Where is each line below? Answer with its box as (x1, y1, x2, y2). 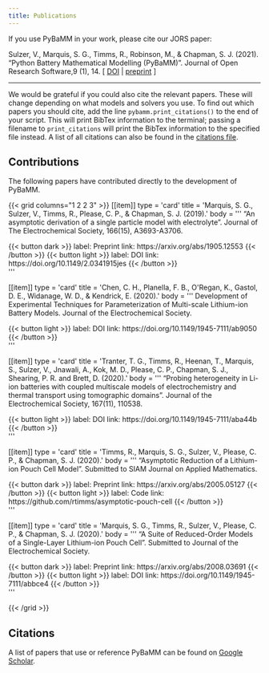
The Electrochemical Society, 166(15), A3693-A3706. (8, 226, 183, 236)
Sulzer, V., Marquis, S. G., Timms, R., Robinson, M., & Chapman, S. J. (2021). (8, 49, 259, 59)
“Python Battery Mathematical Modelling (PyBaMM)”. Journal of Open (8, 58, 239, 67)
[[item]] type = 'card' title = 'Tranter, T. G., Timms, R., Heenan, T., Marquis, (8, 356, 255, 366)
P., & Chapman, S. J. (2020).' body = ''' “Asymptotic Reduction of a (8, 456, 229, 465)
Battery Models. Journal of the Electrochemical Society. (8, 308, 192, 318)
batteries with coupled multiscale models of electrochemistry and (19, 382, 237, 391)
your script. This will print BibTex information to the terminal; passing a (8, 115, 241, 124)
